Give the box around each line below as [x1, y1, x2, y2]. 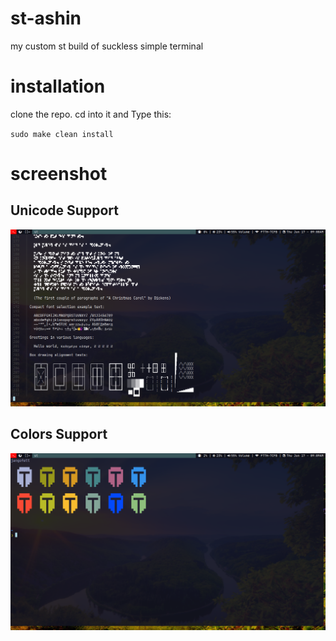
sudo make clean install [10, 129, 114, 139]
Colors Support [10, 426, 108, 443]
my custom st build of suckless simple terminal [10, 40, 204, 52]
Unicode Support [10, 202, 119, 219]
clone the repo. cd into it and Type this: [10, 108, 172, 120]
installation [10, 75, 106, 98]
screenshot [10, 163, 108, 186]
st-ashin [10, 7, 82, 30]
